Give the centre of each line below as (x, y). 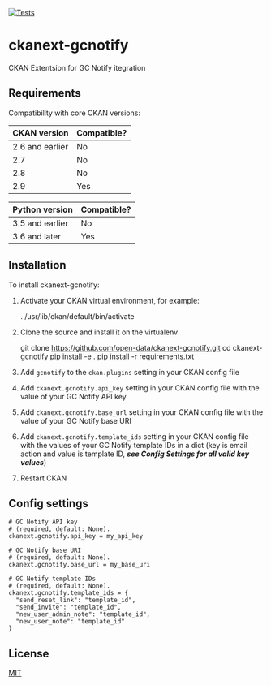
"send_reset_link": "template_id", (76, 601)
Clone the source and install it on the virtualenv (99, 332)
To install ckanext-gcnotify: (54, 285)
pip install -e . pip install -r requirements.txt (122, 356)
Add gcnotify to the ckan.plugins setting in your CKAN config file (129, 372)
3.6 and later (37, 236)
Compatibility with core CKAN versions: (74, 113)
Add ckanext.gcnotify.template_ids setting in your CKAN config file (134, 436)
